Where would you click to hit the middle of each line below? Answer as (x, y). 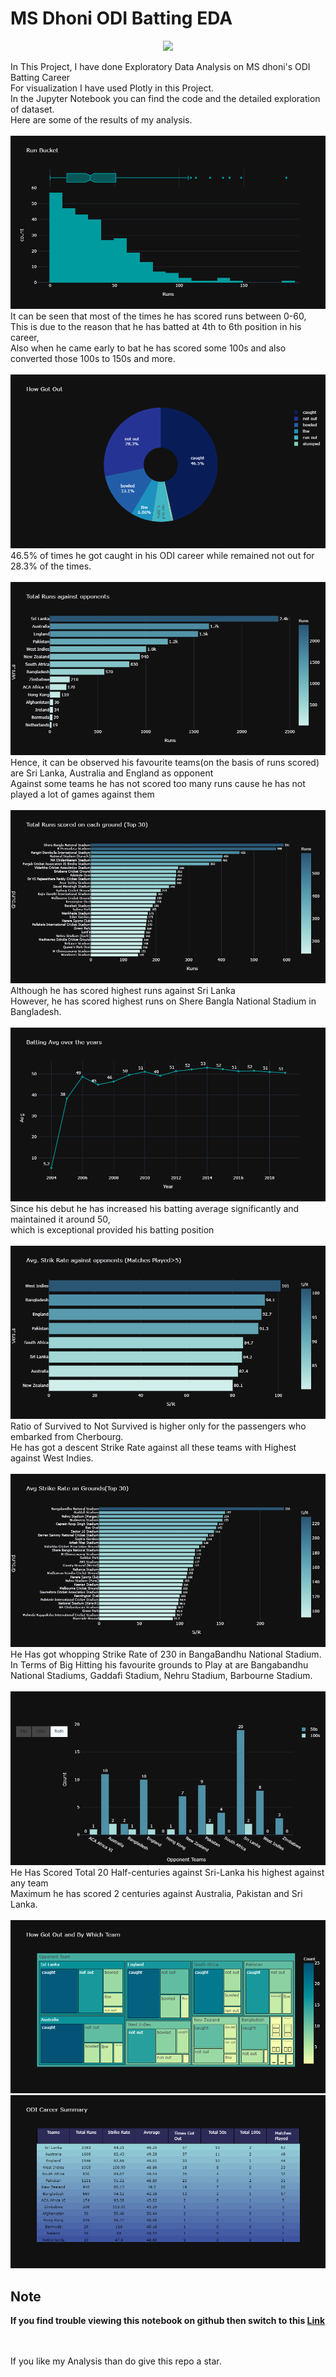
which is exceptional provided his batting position (112, 1229)
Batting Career (40, 77)
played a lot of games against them (82, 794)
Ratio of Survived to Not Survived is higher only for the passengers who (158, 1426)
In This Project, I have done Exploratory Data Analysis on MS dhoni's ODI (160, 66)
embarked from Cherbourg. (67, 1436)
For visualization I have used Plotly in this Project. (112, 88)
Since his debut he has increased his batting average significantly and (155, 1208)
